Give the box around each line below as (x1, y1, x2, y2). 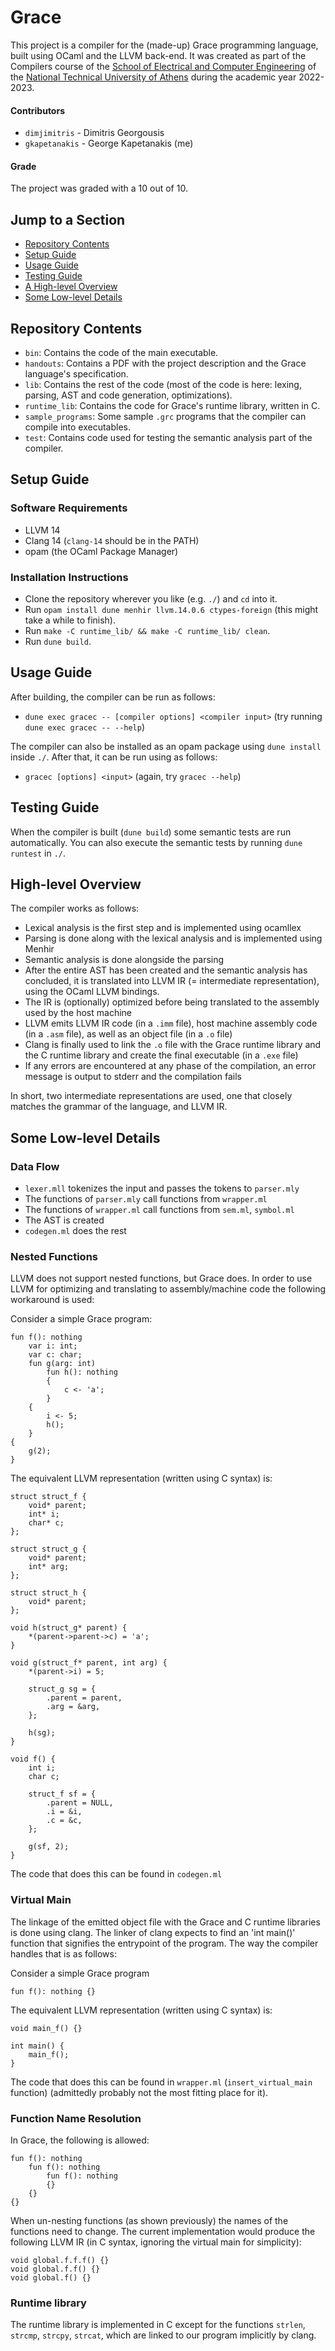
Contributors (10, 104, 66, 116)
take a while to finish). (24, 614, 117, 626)
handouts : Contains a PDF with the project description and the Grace (24, 357, 307, 369)
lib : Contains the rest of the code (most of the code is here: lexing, (24, 378, 302, 390)
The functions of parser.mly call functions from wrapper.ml (24, 1193, 268, 1205)
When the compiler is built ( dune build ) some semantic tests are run (10, 826, 292, 838)
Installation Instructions (10, 570, 129, 584)
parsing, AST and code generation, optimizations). (24, 389, 233, 401)
